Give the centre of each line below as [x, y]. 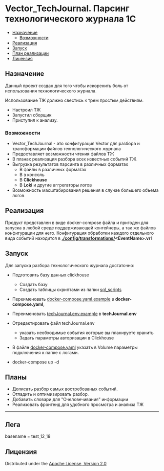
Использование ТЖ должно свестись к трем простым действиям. [74, 100]
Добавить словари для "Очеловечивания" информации [70, 400]
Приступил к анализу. [35, 120]
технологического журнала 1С [71, 19]
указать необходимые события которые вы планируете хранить [86, 333]
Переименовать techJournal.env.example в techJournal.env [74, 314]
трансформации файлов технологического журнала [66, 149]
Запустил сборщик [32, 115]
